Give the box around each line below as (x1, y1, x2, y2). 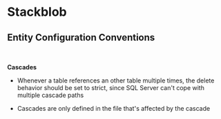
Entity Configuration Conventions (7, 32, 155, 43)
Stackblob (7, 4, 67, 20)
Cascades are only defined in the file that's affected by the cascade (17, 105, 211, 112)
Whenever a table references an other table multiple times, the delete (17, 76, 215, 85)
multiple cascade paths (17, 91, 84, 99)
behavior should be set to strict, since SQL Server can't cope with (17, 84, 205, 91)
